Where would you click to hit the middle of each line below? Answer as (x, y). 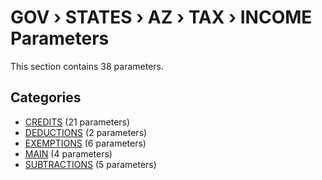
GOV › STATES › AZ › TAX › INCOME (161, 17)
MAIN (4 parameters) (68, 153)
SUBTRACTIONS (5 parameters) (90, 164)
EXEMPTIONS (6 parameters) (85, 143)
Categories (46, 97)
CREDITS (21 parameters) (77, 122)
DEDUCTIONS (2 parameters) (86, 132)
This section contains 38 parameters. (87, 66)
